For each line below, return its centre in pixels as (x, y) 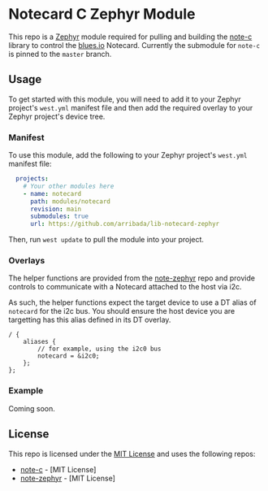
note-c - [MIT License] (58, 469)
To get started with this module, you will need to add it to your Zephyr (125, 99)
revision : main (56, 209)
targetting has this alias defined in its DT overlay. (90, 320)
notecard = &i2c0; (69, 356)
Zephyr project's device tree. (57, 116)
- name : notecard (52, 193)
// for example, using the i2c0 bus (99, 349)
